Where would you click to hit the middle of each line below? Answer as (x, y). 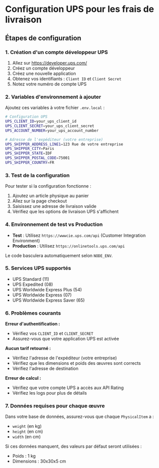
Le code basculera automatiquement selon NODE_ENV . (59, 255)
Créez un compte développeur (43, 68)
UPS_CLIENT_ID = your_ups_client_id (41, 122)
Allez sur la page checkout (40, 201)
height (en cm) (28, 432)
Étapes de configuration (43, 38)
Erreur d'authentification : (33, 324)
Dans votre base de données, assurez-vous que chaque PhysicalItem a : (79, 417)
